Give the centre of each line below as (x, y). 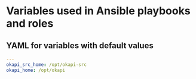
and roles (30, 23)
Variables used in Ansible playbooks (98, 11)
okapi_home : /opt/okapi (36, 70)
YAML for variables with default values (80, 45)
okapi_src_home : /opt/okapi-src (46, 64)
